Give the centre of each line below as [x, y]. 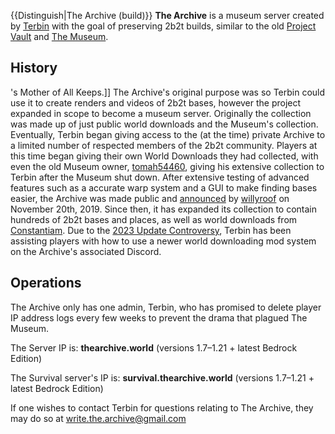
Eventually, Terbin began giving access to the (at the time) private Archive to [168, 134]
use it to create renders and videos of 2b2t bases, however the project [156, 102]
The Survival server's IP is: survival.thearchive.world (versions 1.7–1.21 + [162, 377]
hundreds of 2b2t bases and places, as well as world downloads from [154, 219]
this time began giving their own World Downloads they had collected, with [164, 156]
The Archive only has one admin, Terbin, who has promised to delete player [166, 307]
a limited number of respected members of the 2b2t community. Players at [164, 145]
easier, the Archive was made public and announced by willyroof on [150, 198]
